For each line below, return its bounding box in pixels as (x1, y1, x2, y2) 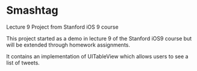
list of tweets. (6, 59, 40, 66)
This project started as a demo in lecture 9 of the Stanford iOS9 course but (6, 35, 192, 42)
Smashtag (6, 4, 58, 17)
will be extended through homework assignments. (6, 41, 131, 48)
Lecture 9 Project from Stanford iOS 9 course (6, 23, 119, 30)
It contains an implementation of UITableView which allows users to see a (6, 53, 189, 60)
